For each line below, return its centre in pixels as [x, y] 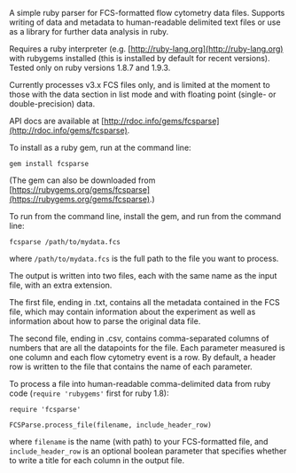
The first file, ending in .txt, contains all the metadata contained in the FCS [145, 302]
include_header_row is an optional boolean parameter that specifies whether [148, 451]
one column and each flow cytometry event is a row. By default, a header [143, 357]
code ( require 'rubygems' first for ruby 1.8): [89, 393]
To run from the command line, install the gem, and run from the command [145, 216]
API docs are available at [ [57, 121]
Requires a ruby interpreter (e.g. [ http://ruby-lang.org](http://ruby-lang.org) [146, 49]
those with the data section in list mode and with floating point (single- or [143, 94]
